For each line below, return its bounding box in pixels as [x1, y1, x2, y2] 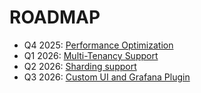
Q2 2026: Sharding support [23, 60, 137, 72]
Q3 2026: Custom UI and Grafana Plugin [23, 71, 191, 83]
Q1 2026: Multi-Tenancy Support [23, 49, 159, 61]
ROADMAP [9, 6, 101, 29]
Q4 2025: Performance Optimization [23, 39, 174, 51]
